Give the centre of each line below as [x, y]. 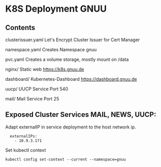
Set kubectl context [26, 150]
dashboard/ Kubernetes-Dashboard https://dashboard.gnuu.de [71, 79]
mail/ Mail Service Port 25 [32, 99]
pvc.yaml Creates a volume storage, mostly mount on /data [67, 59]
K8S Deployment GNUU [56, 9]
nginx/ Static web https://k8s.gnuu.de [45, 69]
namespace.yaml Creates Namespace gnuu [51, 49]
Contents [20, 28]
